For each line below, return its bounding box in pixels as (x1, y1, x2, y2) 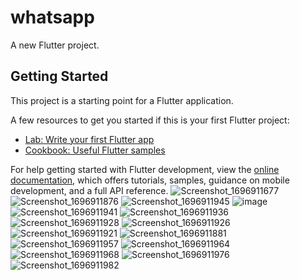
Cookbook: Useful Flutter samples (24, 144, 166, 156)
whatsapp (10, 6, 95, 29)
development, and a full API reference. (10, 184, 169, 196)
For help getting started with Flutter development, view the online (10, 163, 280, 175)
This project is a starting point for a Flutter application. (10, 94, 234, 106)
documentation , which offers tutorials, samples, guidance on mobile (10, 174, 290, 186)
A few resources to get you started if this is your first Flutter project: (10, 114, 290, 126)
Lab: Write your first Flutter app (24, 133, 155, 145)
